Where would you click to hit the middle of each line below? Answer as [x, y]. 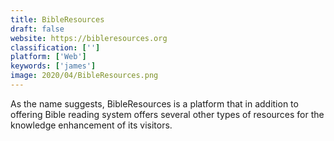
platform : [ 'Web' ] [48, 57]
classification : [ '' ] [55, 47]
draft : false [37, 29]
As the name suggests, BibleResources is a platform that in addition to [154, 103]
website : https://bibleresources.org [89, 38]
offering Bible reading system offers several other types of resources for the [167, 114]
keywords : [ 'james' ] [53, 66]
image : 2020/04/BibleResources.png [84, 76]
